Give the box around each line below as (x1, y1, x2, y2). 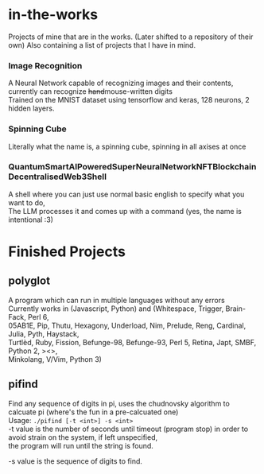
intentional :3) (8, 215, 54, 224)
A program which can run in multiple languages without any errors (8, 295, 225, 305)
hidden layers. (8, 103, 55, 113)
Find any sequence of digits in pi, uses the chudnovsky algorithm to (8, 398, 231, 408)
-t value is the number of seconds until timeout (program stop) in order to (8, 424, 249, 433)
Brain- (225, 304, 247, 313)
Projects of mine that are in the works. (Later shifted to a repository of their (8, 32, 254, 41)
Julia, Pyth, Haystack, (8, 328, 80, 339)
